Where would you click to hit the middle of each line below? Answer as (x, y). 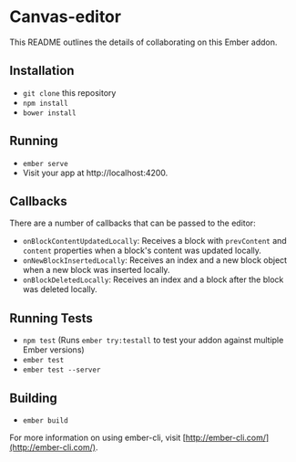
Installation (42, 71)
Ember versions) (53, 350)
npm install (45, 103)
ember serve (45, 163)
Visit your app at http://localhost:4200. (95, 173)
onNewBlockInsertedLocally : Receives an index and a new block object (155, 260)
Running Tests (51, 318)
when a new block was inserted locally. (96, 270)
